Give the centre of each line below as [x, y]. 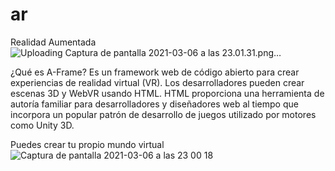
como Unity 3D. [42, 125]
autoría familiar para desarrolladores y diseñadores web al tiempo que [154, 104]
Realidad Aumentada [53, 42]
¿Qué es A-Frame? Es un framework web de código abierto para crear [155, 72]
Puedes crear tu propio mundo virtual [87, 144]
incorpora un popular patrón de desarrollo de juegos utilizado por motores [163, 114]
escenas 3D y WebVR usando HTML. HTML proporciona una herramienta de [167, 93]
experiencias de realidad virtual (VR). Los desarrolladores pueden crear [157, 82]
